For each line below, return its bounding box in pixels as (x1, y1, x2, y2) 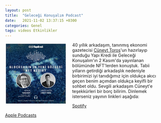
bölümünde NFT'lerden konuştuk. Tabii (72, 63, 150, 69)
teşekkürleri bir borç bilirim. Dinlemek (72, 89, 147, 94)
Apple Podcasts (5, 112, 37, 118)
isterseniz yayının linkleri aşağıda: (72, 93, 140, 99)
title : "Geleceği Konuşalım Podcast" (5, 13, 83, 18)
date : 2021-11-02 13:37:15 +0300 (5, 18, 77, 23)
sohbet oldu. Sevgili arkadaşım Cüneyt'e (72, 83, 153, 89)
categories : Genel (5, 23, 42, 28)
